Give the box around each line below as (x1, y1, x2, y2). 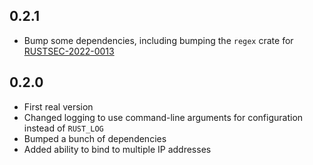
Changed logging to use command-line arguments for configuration (23, 111, 304, 123)
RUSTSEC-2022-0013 (23, 45, 115, 57)
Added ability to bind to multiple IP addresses (23, 143, 212, 155)
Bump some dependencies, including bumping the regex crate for (23, 34, 294, 46)
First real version (23, 100, 94, 113)
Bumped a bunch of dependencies (23, 132, 167, 144)
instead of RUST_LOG (23, 122, 104, 134)
